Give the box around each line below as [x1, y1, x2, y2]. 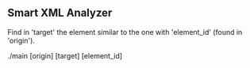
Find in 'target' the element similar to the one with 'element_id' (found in [7, 27, 243, 36]
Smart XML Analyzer [7, 6, 113, 20]
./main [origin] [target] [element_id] [7, 51, 123, 60]
